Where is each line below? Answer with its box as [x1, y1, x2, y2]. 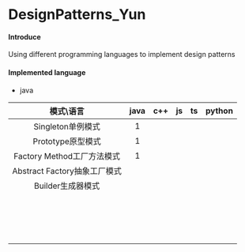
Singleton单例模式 [33, 121, 101, 132]
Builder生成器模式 [34, 180, 100, 191]
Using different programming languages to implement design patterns [8, 50, 236, 59]
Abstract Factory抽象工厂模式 [12, 165, 122, 176]
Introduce [8, 32, 41, 41]
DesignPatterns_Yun [8, 6, 146, 24]
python [205, 105, 233, 116]
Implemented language [8, 67, 86, 77]
